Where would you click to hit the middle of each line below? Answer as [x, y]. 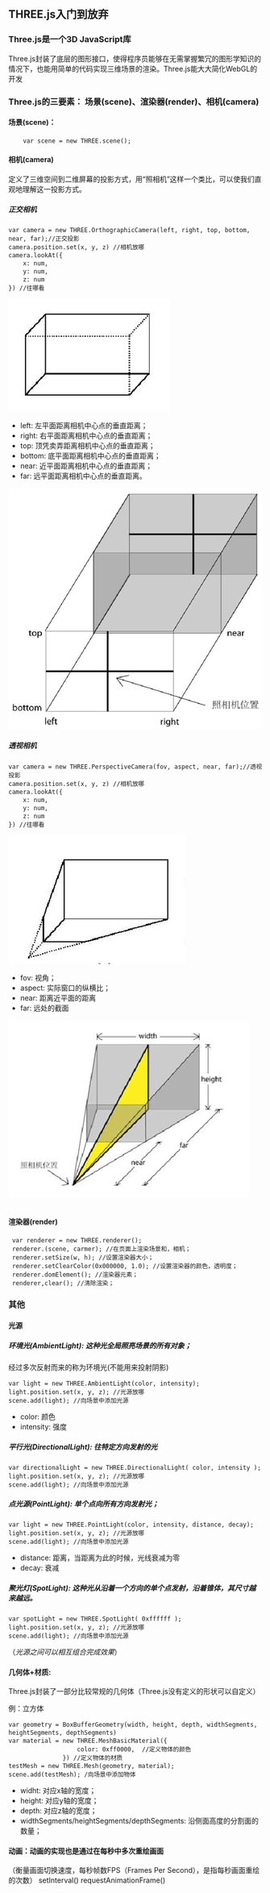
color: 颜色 [38, 1417]
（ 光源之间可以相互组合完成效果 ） [65, 1652]
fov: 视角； [38, 978]
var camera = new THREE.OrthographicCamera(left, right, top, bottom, [129, 230]
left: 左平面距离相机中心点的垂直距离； [84, 425]
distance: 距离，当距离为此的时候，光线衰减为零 [100, 1558]
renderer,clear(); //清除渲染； [63, 1283]
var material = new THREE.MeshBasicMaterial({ [88, 1741]
